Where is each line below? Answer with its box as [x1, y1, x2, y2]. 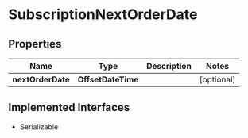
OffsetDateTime [77, 74, 139, 85]
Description [145, 61, 192, 71]
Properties [8, 37, 62, 51]
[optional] [199, 74, 236, 85]
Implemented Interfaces [8, 101, 130, 114]
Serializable [19, 121, 59, 132]
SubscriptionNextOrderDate [8, 6, 198, 24]
